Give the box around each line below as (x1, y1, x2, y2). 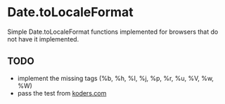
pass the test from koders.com (17, 89, 107, 97)
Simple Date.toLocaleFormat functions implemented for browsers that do (7, 27, 219, 36)
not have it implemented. (7, 34, 79, 43)
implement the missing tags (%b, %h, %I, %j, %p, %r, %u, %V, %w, (17, 74, 214, 82)
